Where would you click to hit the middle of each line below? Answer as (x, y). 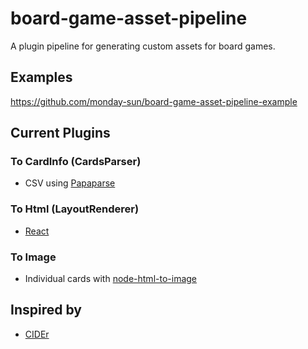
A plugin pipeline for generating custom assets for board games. (143, 46)
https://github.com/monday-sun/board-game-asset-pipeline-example (154, 101)
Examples (41, 77)
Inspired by (46, 310)
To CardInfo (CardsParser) (76, 162)
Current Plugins (60, 133)
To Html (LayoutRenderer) (75, 209)
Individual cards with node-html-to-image (111, 279)
